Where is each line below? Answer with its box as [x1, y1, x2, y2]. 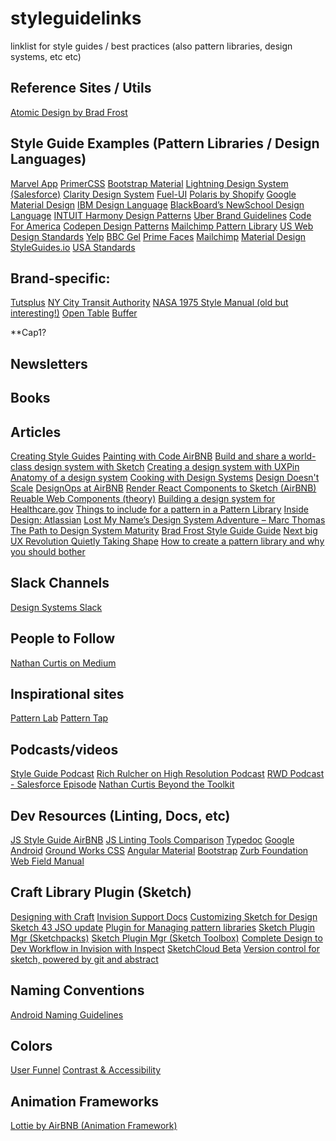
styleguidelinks [10, 7, 142, 30]
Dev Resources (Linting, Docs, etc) [10, 807, 231, 824]
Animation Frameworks [10, 1093, 160, 1110]
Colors [10, 1038, 53, 1055]
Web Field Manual [10, 855, 85, 867]
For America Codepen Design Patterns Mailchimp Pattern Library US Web [10, 220, 314, 232]
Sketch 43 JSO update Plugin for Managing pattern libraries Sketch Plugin [10, 921, 316, 933]
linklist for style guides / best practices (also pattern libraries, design [10, 40, 293, 52]
